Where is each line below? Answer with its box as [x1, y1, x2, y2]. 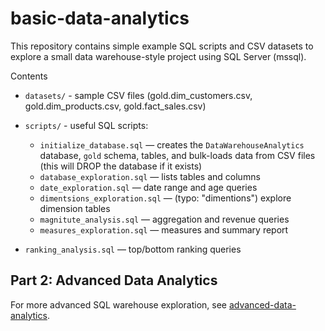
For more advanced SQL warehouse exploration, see [10, 298, 228, 311]
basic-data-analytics [10, 7, 190, 30]
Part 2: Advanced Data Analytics [10, 272, 218, 289]
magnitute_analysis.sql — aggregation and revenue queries [39, 213, 290, 225]
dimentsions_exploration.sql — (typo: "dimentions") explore [39, 192, 292, 204]
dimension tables [39, 202, 111, 214]
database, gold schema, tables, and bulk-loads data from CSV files [39, 149, 316, 161]
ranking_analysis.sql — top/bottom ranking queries [24, 243, 242, 255]
